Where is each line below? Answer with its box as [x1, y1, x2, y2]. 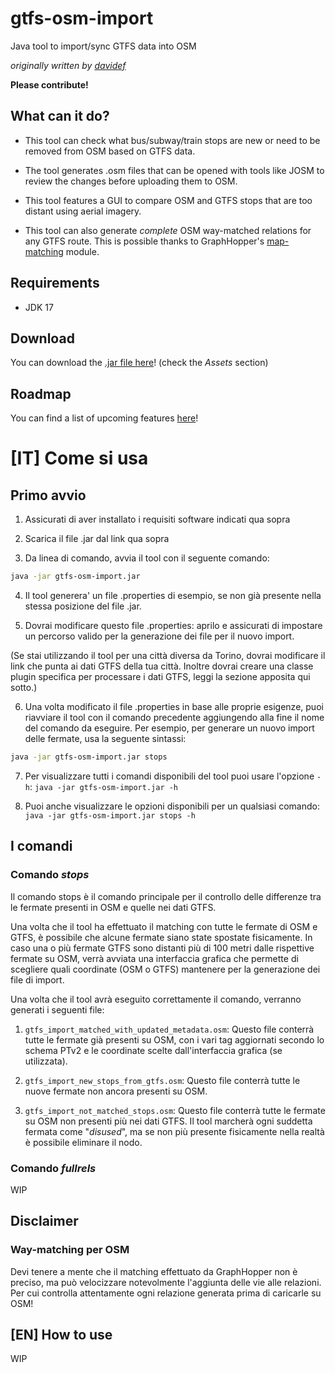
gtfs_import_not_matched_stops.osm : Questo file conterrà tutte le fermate [24, 1104, 326, 1116]
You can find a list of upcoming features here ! [10, 412, 199, 424]
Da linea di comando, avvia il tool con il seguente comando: [24, 552, 270, 564]
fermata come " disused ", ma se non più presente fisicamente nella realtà [24, 1125, 325, 1137]
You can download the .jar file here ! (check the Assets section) [10, 357, 269, 369]
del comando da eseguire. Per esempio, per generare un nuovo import [24, 722, 315, 734]
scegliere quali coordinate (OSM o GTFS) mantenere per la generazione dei [10, 963, 321, 975]
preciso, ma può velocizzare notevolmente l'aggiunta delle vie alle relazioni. [10, 1276, 322, 1288]
